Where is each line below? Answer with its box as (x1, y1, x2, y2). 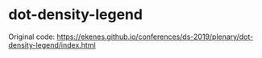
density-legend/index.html (8, 40, 96, 49)
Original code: (8, 32, 56, 41)
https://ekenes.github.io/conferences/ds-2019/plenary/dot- (56, 32, 254, 41)
